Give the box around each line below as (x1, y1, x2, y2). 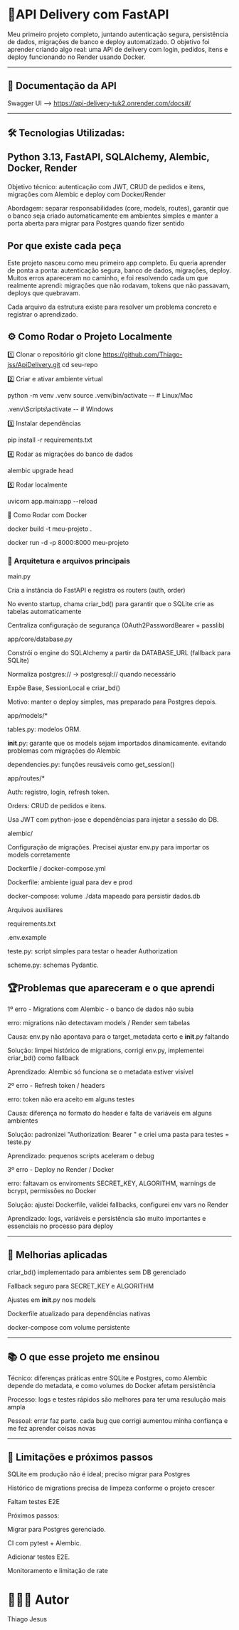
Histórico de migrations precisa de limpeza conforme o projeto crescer (7, 1483, 215, 1493)
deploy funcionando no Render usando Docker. (7, 53, 146, 61)
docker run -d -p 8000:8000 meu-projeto (7, 538, 129, 546)
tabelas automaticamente (7, 608, 82, 616)
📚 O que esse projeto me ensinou (7, 1351, 160, 1363)
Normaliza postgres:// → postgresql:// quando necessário (7, 670, 176, 679)
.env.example (7, 933, 47, 942)
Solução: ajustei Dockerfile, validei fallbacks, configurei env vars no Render (7, 1200, 229, 1209)
